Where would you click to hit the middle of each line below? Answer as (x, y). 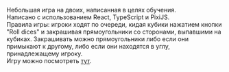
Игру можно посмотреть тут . (49, 61)
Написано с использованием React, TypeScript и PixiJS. (88, 17)
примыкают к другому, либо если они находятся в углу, (88, 46)
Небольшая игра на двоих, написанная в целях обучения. (91, 10)
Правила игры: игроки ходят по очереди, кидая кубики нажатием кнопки (114, 24)
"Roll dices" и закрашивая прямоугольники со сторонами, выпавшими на (114, 32)
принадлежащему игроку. (45, 53)
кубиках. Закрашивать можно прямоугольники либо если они (98, 39)
